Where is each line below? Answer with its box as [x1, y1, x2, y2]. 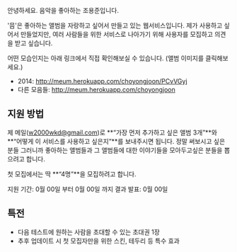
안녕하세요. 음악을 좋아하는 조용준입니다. [7, 6, 119, 14]
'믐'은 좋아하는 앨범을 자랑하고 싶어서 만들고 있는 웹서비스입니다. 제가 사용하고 [7, 21, 223, 30]
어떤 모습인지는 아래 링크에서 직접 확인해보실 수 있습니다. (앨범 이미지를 [7, 54, 204, 62]
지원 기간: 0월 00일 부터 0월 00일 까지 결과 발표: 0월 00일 [7, 185, 168, 193]
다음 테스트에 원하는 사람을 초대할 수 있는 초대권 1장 [17, 227, 161, 236]
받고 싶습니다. [14, 39, 53, 47]
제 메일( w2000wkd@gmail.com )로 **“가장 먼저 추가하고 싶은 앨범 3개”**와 [7, 128, 218, 137]
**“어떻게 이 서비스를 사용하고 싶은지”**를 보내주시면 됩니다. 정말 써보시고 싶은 [7, 137, 226, 145]
